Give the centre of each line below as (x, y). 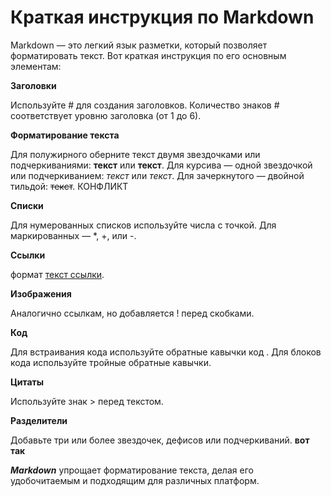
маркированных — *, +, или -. (73, 235)
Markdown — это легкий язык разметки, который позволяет (139, 45)
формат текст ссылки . (57, 274)
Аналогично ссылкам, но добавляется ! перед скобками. (132, 313)
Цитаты (27, 382)
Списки (27, 205)
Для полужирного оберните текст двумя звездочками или (135, 154)
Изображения (41, 293)
